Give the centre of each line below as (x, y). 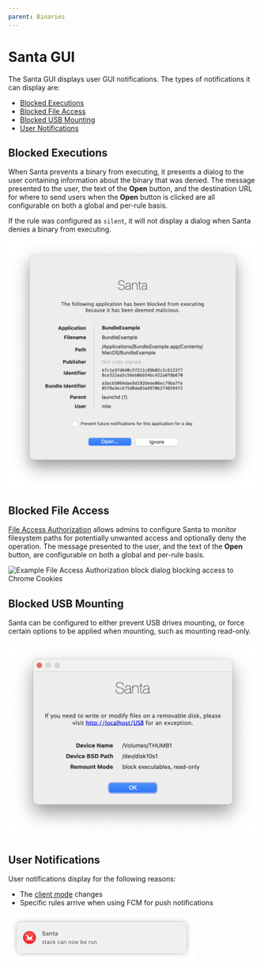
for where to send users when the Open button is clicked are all (112, 197)
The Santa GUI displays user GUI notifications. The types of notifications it (129, 78)
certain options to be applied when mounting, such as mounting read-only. (130, 631)
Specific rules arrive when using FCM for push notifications (116, 903)
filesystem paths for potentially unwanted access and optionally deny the (127, 538)
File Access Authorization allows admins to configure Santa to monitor (123, 530)
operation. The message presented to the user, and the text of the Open (126, 546)
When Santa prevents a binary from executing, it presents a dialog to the (126, 172)
